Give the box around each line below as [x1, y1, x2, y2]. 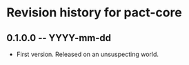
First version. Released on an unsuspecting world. [16, 50, 159, 58]
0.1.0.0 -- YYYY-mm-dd [6, 32, 112, 44]
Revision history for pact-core [6, 5, 182, 21]
